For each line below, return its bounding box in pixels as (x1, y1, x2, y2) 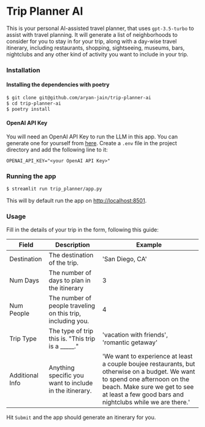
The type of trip (48, 327, 93, 335)
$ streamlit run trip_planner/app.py (6, 186, 103, 192)
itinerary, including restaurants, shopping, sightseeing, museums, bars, (6, 44, 185, 51)
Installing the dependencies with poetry (6, 81, 110, 88)
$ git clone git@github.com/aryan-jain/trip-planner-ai (6, 95, 151, 101)
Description (55, 241, 90, 249)
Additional (9, 371, 38, 380)
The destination (48, 251, 94, 260)
